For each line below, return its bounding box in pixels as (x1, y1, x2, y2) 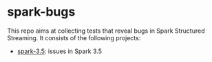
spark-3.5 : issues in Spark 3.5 (17, 47, 102, 55)
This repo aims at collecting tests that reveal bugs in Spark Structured (7, 27, 205, 35)
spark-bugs (7, 4, 76, 20)
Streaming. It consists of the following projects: (7, 33, 141, 42)
